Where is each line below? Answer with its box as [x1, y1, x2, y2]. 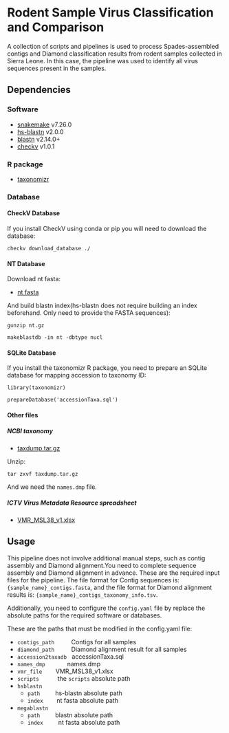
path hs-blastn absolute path [27, 689, 122, 697]
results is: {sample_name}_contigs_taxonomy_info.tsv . [7, 590, 158, 599]
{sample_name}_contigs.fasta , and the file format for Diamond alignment [7, 583, 212, 591]
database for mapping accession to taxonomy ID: [7, 371, 146, 380]
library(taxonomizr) [7, 384, 67, 391]
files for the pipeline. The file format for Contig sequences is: [7, 576, 180, 584]
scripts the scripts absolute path [17, 674, 131, 682]
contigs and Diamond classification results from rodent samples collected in [7, 50, 222, 58]
